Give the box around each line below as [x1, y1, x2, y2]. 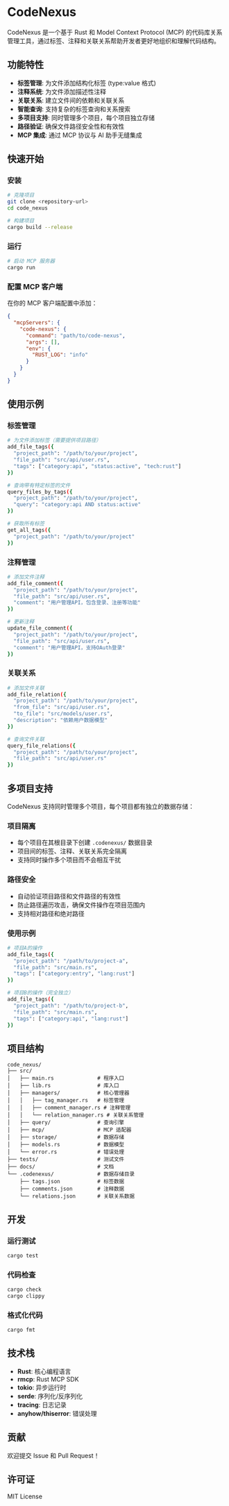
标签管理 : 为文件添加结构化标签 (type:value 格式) [17, 78, 156, 87]
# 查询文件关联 [7, 735, 45, 743]
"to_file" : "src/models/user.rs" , [13, 710, 113, 717]
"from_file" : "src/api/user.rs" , [13, 704, 110, 711]
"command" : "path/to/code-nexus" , [25, 332, 126, 339]
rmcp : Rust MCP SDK [17, 1375, 79, 1383]
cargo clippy [7, 1292, 45, 1299]
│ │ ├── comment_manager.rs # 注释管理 [7, 1105, 130, 1112]
